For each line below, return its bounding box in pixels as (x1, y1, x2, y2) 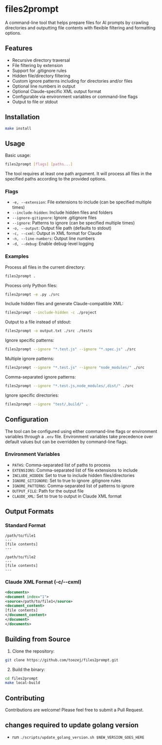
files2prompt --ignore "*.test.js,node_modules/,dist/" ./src (5, 383, 134, 388)
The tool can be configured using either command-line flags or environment (5, 428, 157, 434)
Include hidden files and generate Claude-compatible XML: (5, 301, 124, 307)
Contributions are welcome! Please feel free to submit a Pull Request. (5, 707, 144, 713)
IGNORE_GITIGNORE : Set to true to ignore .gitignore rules (12, 477, 121, 483)
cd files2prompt (5, 676, 38, 681)
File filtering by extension (12, 62, 63, 68)
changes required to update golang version (5, 721, 139, 729)
